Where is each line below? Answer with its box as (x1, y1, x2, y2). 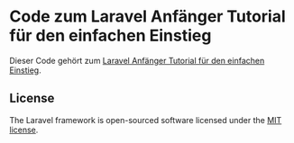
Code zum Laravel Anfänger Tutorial (9, 6, 286, 27)
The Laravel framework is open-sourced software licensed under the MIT (9, 114, 282, 125)
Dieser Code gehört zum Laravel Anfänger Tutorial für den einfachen (9, 55, 265, 66)
